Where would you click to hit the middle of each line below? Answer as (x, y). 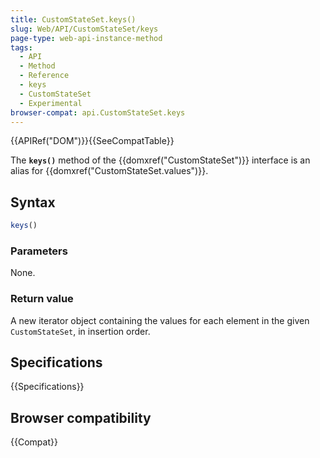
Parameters (39, 251)
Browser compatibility (81, 417)
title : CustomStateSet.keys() (73, 19)
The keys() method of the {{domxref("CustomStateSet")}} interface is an (160, 160)
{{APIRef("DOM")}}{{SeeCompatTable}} (92, 141)
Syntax (33, 202)
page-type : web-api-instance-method (86, 38)
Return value (42, 299)
